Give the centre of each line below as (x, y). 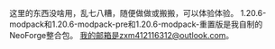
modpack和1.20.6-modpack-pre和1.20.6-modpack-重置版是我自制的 (136, 24)
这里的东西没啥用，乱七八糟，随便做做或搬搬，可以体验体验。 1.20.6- (138, 13)
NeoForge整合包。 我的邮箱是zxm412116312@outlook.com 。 (122, 35)
